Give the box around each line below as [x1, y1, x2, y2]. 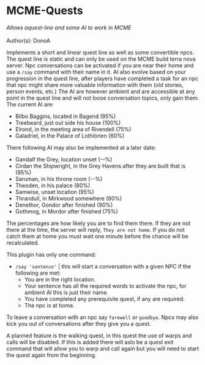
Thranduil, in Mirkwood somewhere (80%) [15, 194, 122, 202]
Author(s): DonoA [6, 37, 51, 44]
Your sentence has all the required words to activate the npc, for [24, 282, 187, 289]
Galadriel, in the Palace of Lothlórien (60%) [15, 132, 125, 139]
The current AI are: [6, 100, 54, 108]
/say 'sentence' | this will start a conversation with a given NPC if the [15, 262, 192, 270]
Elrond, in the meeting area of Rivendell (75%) [15, 125, 132, 133]
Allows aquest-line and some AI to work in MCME [6, 24, 132, 31]
